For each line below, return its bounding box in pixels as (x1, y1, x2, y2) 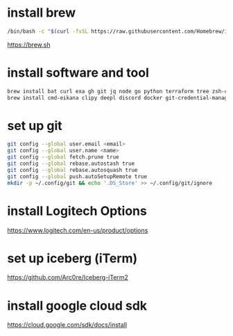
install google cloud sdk (7, 298, 148, 314)
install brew (7, 5, 76, 21)
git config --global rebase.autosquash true (7, 166, 138, 173)
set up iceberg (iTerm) (7, 250, 138, 266)
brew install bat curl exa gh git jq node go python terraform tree (7, 88, 209, 95)
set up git (7, 118, 62, 134)
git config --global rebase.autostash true (7, 160, 135, 168)
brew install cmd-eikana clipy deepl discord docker (7, 94, 163, 102)
